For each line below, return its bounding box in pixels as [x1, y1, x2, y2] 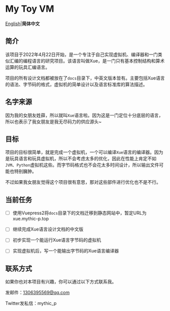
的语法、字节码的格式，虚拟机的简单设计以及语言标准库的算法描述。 [5, 81, 148, 87]
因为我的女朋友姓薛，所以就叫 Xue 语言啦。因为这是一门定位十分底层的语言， [5, 112, 163, 118]
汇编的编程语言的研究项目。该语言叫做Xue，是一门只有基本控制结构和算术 [9, 58, 165, 64]
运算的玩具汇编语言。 [5, 64, 50, 70]
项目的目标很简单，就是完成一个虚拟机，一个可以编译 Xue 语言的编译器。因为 [5, 149, 163, 155]
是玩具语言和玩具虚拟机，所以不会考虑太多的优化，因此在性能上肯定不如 [5, 156, 156, 162]
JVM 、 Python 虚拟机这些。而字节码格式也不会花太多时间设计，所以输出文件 [5, 162, 159, 168]
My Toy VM [5, 3, 54, 15]
